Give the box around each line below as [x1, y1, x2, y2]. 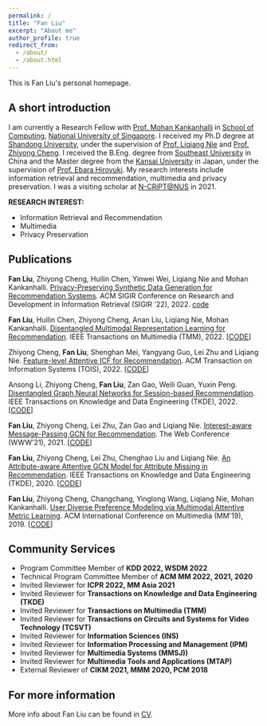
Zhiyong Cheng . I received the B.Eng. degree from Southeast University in [8, 148, 252, 157]
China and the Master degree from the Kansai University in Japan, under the [8, 156, 259, 166]
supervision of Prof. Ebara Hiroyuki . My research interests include [8, 164, 225, 174]
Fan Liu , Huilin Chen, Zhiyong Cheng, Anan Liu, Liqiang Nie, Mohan [8, 314, 230, 324]
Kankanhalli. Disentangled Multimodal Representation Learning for [8, 323, 226, 333]
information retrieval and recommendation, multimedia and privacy [8, 173, 227, 183]
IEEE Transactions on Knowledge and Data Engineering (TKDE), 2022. [8, 397, 238, 406]
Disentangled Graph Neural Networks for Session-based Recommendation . [8, 388, 256, 397]
